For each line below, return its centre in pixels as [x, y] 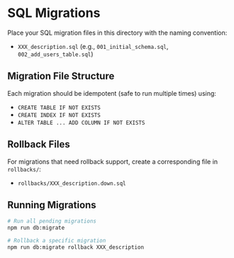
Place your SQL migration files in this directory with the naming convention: [117, 33]
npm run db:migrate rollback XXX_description [76, 247]
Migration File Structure [61, 76]
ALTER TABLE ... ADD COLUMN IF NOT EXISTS [81, 123]
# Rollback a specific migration [57, 241]
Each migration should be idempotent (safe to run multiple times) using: [112, 93]
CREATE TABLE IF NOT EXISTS [59, 108]
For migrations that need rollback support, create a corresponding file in [113, 162]
